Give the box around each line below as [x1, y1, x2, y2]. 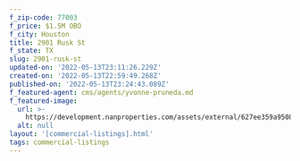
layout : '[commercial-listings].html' [9, 130, 154, 139]
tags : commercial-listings [9, 138, 110, 147]
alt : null [17, 122, 54, 131]
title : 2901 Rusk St [9, 38, 87, 47]
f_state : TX [9, 47, 54, 55]
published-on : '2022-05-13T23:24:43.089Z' [9, 80, 170, 89]
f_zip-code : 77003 [9, 13, 78, 22]
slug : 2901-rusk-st [9, 55, 82, 64]
